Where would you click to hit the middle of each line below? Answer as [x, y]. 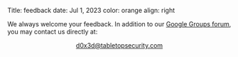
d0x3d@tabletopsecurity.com [119, 45]
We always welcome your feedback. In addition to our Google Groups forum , [119, 24]
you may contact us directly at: [53, 32]
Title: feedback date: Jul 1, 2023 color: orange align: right [91, 10]
